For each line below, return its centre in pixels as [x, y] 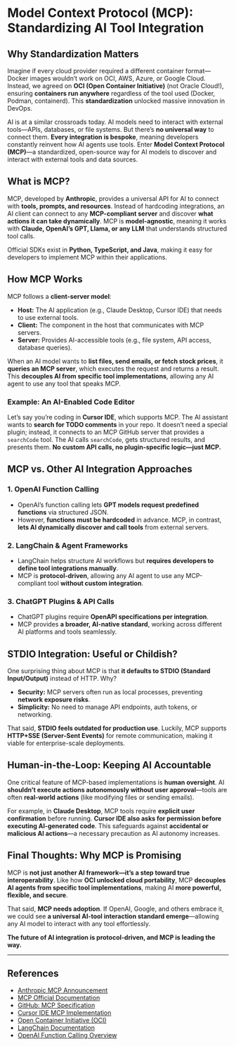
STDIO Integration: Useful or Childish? [92, 654]
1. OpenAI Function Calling [53, 489]
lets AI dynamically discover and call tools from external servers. [113, 527]
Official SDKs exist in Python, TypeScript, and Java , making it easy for [110, 250]
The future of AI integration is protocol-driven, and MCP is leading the [111, 937]
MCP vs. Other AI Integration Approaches [100, 469]
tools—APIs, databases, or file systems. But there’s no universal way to [111, 129]
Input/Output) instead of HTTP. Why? [62, 679]
